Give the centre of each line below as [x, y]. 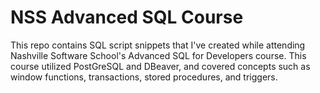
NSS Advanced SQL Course [127, 17]
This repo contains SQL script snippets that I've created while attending [158, 45]
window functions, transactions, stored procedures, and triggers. [144, 77]
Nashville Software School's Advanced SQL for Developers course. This [158, 55]
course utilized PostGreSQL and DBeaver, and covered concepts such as [160, 66]
